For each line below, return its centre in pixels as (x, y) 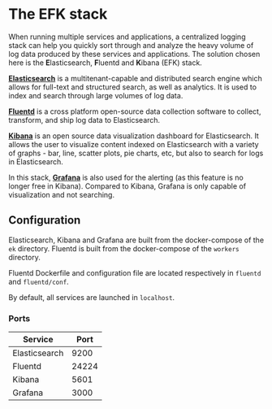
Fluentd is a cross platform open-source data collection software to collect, (135, 111)
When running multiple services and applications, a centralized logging (127, 37)
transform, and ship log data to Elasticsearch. (84, 120)
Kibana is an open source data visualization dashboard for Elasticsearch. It (134, 136)
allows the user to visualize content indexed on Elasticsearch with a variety (134, 144)
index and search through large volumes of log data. (96, 95)
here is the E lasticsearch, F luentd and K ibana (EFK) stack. (106, 63)
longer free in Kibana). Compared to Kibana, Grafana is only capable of (127, 186)
